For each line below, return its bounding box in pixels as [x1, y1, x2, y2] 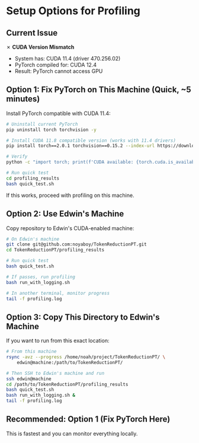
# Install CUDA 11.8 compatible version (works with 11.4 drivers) [6, 138, 176, 144]
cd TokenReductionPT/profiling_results [6, 247, 105, 253]
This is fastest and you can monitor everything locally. [6, 430, 138, 437]
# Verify [6, 154, 28, 160]
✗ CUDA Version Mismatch [6, 43, 75, 50]
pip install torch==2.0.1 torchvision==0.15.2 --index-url [6, 143, 155, 149]
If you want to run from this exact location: [6, 337, 110, 345]
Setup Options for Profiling [6, 4, 141, 18]
